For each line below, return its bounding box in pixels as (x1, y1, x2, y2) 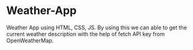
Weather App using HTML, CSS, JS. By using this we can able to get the (6, 24, 188, 31)
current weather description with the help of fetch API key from (6, 30, 165, 37)
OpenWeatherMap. (6, 37, 54, 44)
